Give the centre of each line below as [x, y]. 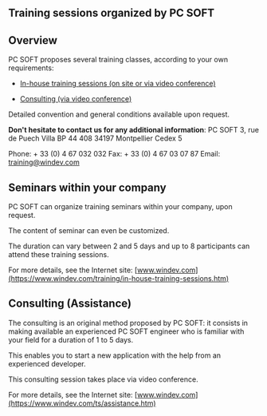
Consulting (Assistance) [70, 304]
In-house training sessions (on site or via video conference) [118, 84]
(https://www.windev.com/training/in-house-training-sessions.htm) [119, 279]
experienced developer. [47, 363]
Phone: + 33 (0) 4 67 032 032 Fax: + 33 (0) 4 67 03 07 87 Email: [114, 154]
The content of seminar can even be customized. [89, 231]
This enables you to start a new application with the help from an [115, 355]
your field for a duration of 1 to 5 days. [71, 339]
